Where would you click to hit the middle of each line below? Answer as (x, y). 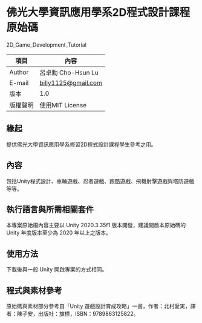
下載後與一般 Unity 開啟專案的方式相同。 (57, 270)
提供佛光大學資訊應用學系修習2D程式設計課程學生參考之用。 (81, 144)
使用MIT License (63, 105)
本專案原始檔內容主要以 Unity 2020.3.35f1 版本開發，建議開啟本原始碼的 (96, 225)
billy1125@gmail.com (71, 82)
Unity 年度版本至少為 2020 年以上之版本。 (59, 233)
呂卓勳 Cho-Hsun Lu (69, 72)
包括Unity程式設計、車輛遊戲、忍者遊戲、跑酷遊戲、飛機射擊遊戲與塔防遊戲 (100, 181)
